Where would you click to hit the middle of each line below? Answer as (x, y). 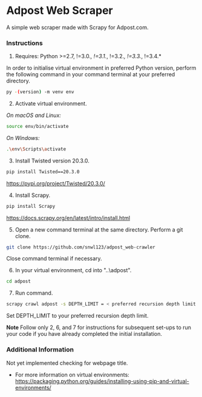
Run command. (34, 293)
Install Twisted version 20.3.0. (52, 161)
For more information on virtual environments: (72, 375)
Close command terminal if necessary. (54, 259)
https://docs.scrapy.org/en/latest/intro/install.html (68, 218)
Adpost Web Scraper (60, 11)
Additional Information (40, 350)
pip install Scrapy (31, 206)
